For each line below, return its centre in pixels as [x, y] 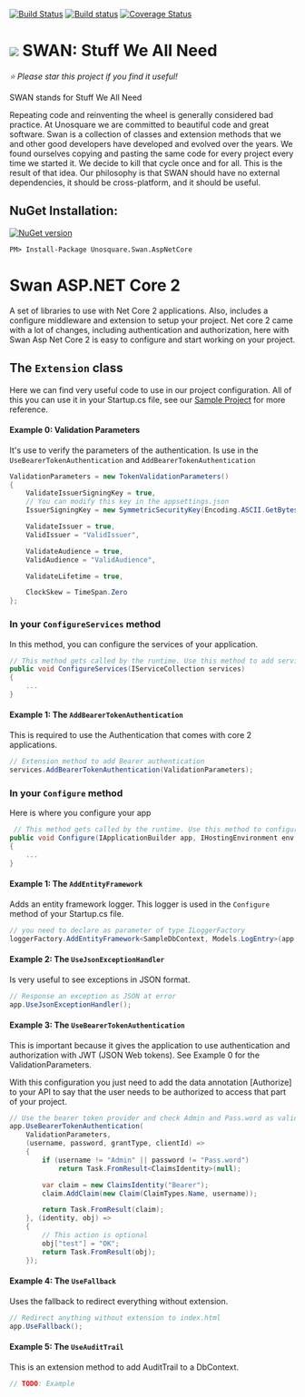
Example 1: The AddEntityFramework [76, 884]
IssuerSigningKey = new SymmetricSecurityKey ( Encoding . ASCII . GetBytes [162, 510]
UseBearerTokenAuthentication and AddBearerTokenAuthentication [133, 459]
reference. [29, 409]
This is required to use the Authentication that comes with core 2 [131, 735]
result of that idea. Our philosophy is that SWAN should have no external [145, 172]
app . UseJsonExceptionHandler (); [70, 1004]
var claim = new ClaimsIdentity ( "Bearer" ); [125, 1185]
